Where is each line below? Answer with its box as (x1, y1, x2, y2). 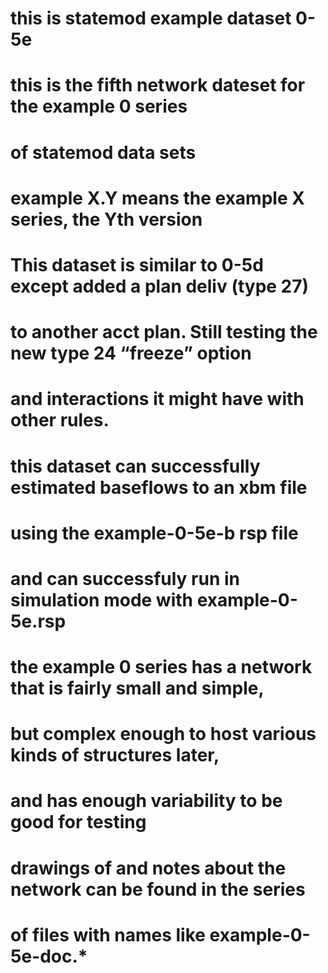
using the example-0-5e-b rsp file (10, 522, 299, 544)
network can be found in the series (10, 878, 306, 901)
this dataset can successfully (10, 455, 261, 477)
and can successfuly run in (10, 567, 240, 590)
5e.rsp (10, 610, 67, 632)
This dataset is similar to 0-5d (10, 253, 264, 276)
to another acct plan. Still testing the (10, 321, 318, 344)
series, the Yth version (10, 208, 203, 231)
